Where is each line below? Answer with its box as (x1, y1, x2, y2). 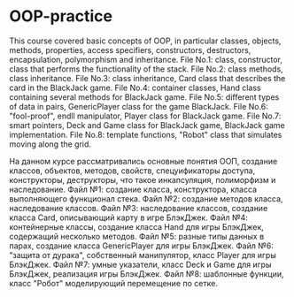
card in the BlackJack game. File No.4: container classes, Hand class (9, 82, 261, 93)
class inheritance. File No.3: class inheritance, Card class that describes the (9, 72, 286, 83)
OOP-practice (9, 6, 113, 27)
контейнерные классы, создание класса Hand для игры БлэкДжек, (9, 221, 264, 232)
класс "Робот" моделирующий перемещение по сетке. (9, 278, 219, 288)
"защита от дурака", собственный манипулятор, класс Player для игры (9, 249, 276, 260)
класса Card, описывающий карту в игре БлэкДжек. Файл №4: (9, 212, 248, 223)
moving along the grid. (9, 139, 91, 149)
